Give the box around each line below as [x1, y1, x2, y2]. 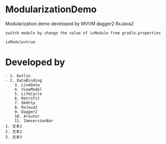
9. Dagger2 [14, 109, 38, 114]
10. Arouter [14, 114, 40, 119]
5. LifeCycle [14, 91, 42, 96]
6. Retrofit [14, 96, 40, 101]
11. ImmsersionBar [14, 118, 54, 124]
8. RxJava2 [14, 105, 38, 110]
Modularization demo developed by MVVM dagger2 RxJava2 [5, 20, 134, 27]
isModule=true [5, 39, 36, 45]
